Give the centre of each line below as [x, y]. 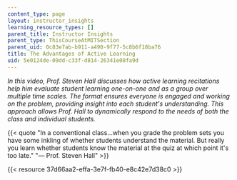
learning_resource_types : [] [51, 27]
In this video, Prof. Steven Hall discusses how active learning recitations [114, 81]
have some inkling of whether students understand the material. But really [116, 140]
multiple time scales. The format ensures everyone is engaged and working [119, 96]
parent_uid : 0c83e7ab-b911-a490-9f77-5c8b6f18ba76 [84, 47]
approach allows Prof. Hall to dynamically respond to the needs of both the [118, 111]
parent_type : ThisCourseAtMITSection [64, 41]
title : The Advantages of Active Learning [71, 54]
